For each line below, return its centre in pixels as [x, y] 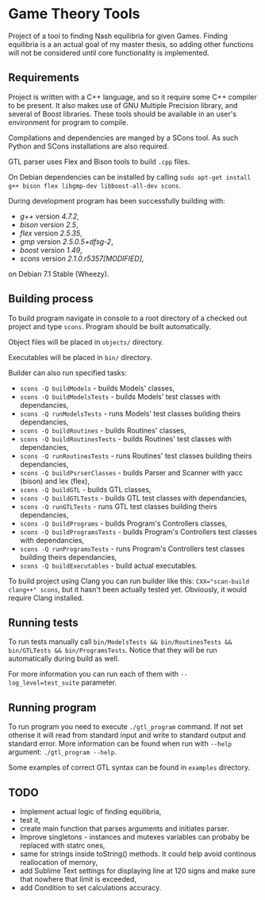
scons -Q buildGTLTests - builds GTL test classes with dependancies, [133, 498]
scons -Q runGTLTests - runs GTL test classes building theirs [118, 506]
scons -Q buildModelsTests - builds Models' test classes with [120, 396]
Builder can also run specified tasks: [67, 372]
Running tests [44, 622]
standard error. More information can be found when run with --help [120, 743]
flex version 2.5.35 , [51, 233]
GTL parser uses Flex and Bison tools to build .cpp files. [99, 161]
